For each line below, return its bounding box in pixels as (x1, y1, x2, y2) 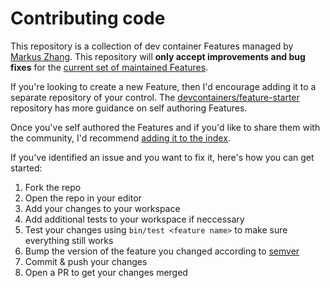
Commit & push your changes (24, 255, 148, 267)
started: (10, 162, 43, 174)
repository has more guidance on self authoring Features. (10, 102, 248, 114)
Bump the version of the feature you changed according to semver (24, 245, 300, 257)
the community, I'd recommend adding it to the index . (10, 132, 231, 144)
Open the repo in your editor (24, 192, 142, 204)
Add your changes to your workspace (24, 202, 181, 214)
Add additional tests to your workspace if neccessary (24, 213, 245, 225)
